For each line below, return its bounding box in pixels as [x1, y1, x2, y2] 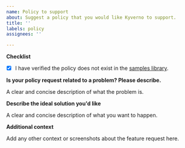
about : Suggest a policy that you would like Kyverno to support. [6, 14, 177, 20]
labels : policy [6, 25, 45, 32]
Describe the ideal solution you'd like [6, 100, 101, 107]
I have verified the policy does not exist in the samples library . [14, 64, 169, 72]
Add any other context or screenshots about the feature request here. [6, 135, 180, 142]
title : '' [6, 20, 31, 26]
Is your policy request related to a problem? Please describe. [6, 76, 161, 84]
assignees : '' [6, 31, 42, 37]
